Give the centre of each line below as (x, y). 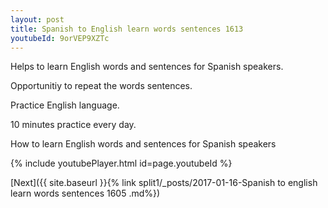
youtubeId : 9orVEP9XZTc (60, 38)
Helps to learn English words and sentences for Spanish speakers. (147, 67)
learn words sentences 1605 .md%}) (85, 193)
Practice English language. (65, 105)
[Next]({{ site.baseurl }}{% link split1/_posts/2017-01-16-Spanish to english (164, 183)
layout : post (37, 19)
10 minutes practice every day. (73, 125)
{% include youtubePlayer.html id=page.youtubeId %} (121, 163)
